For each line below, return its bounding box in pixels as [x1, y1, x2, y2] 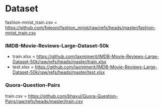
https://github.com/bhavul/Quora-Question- [28, 93, 118, 99]
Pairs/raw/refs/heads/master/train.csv [5, 98, 83, 104]
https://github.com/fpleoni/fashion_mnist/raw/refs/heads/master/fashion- [5, 24, 156, 30]
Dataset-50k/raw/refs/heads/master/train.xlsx [12, 59, 107, 65]
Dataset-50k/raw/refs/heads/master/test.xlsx [12, 69, 105, 75]
